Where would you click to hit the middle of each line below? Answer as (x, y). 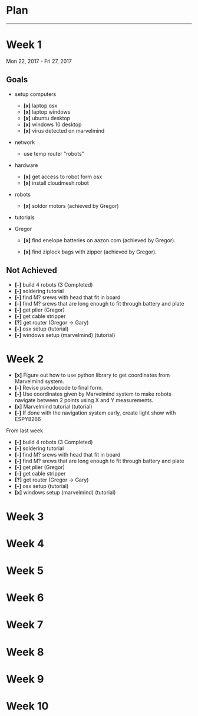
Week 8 (25, 652)
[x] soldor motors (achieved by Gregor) (71, 206)
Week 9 (25, 679)
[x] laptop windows (47, 112)
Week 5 (25, 571)
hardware (26, 165)
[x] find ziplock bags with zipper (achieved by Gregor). (90, 252)
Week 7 (25, 625)
